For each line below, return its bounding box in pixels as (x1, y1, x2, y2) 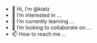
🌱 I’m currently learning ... (11, 18, 75, 24)
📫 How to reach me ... (11, 31, 66, 37)
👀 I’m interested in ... (11, 12, 62, 19)
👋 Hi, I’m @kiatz (11, 6, 50, 12)
